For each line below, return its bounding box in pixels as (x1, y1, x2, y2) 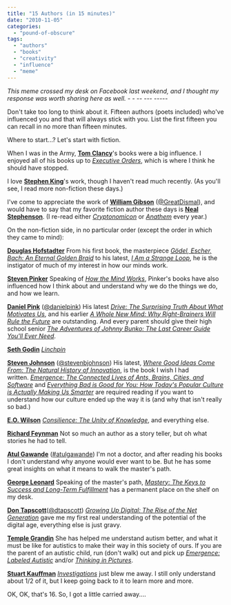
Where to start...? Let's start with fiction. (7, 135, 121, 143)
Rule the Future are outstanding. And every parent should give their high (7, 317, 212, 325)
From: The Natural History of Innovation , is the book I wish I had (7, 366, 190, 374)
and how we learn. (7, 289, 60, 297)
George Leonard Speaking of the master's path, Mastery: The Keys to (7, 477, 205, 486)
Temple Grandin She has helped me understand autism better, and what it (7, 534, 218, 542)
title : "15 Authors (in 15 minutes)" (7, 10, 116, 17)
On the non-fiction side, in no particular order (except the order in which (7, 226, 212, 234)
